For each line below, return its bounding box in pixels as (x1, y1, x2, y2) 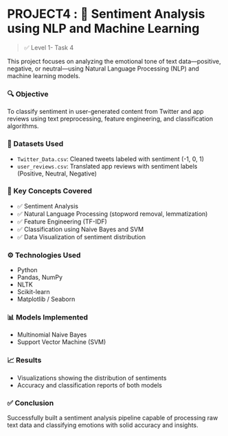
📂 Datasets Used (7, 139, 64, 149)
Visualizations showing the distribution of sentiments (16, 374, 167, 382)
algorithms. (7, 122, 39, 130)
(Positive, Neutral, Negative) (16, 169, 98, 178)
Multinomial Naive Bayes (16, 330, 87, 339)
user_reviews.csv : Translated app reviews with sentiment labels (16, 162, 198, 170)
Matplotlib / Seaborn (16, 295, 76, 304)
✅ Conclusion (7, 398, 54, 407)
